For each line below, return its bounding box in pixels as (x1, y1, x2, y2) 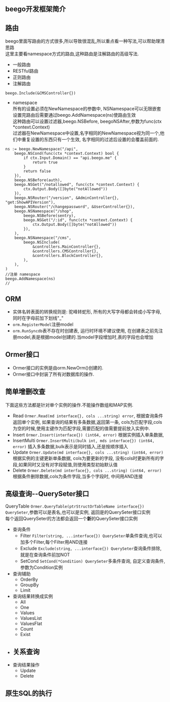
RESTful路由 (12, 68, 39, 74)
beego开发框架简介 (5, 5, 66, 14)
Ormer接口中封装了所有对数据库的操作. (12, 371, 94, 377)
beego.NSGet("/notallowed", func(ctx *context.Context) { (14, 182, 140, 187)
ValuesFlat (20, 621, 42, 627)
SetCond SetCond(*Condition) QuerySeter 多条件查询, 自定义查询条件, (20, 558, 165, 564)
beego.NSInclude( (23, 240, 60, 245)
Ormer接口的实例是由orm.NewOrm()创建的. (12, 364, 104, 371)
